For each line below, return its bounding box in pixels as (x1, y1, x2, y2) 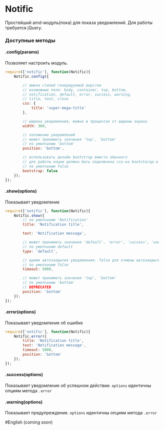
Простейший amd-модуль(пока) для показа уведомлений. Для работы (5, 20, 153, 25)
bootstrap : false (22, 168, 58, 173)
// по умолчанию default (22, 244, 73, 249)
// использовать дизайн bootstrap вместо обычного (22, 155, 128, 160)
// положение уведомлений (22, 132, 76, 137)
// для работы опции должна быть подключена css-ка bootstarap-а (22, 159, 159, 164)
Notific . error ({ (14, 334, 47, 339)
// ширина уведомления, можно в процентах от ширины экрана (22, 119, 147, 124)
